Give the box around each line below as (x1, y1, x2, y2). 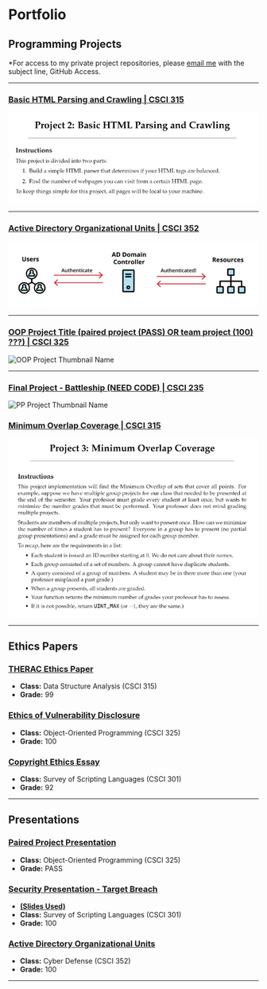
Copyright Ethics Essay (8, 756, 101, 767)
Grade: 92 (19, 783, 54, 793)
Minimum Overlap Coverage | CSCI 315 (8, 420, 161, 431)
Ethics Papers (8, 640, 78, 654)
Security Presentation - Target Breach (8, 883, 158, 894)
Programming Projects (8, 37, 122, 51)
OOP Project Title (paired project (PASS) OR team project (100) (8, 327, 253, 338)
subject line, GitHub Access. (8, 67, 101, 76)
